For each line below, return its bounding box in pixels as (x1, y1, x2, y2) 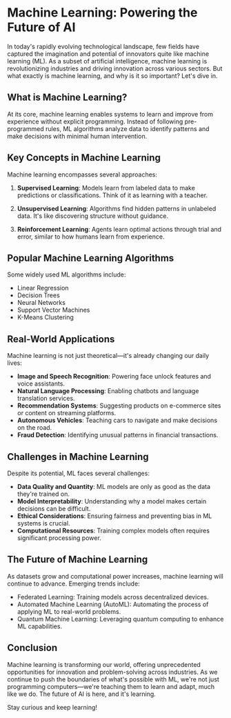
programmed (7, 124, 44, 132)
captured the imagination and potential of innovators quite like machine (7, 50, 209, 58)
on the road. (17, 423, 52, 432)
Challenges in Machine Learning (7, 450, 150, 463)
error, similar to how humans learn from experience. (17, 232, 165, 241)
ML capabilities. (17, 622, 63, 630)
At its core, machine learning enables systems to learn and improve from (7, 110, 214, 118)
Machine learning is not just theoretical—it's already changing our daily (7, 352, 210, 360)
